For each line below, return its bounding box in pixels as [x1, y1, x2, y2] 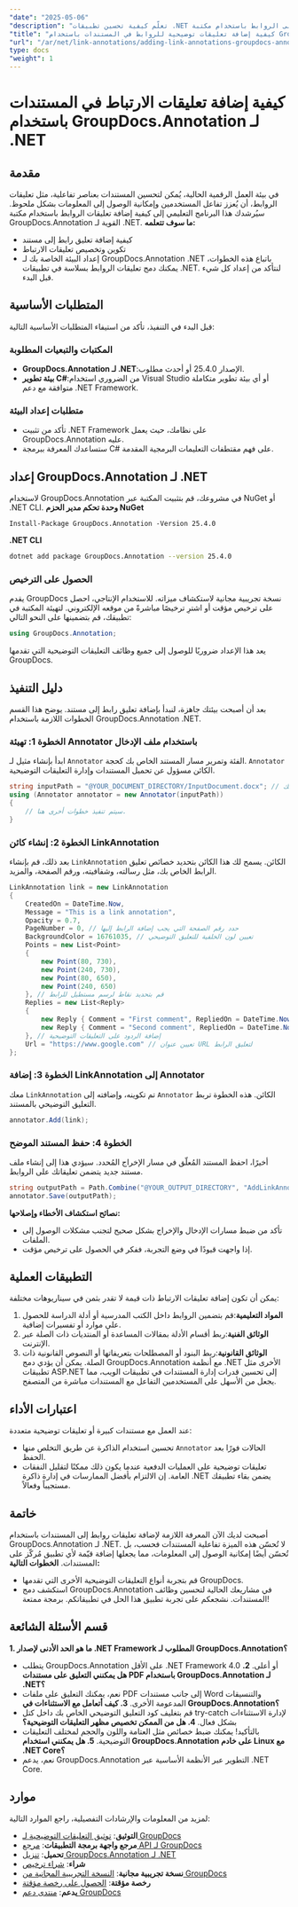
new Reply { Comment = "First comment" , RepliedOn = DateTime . [41, 1015, 279, 1024]
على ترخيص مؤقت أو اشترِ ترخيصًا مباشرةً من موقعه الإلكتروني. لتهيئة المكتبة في [9, 602, 273, 613]
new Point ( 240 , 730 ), [41, 965, 122, 974]
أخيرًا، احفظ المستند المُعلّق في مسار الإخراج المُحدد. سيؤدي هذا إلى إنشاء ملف [9, 1157, 269, 1167]
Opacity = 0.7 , [25, 915, 82, 925]
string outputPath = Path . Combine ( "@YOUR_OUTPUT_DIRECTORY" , [9, 1183, 240, 1192]
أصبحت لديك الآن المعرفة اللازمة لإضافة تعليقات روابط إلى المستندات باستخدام [9, 1529, 269, 1540]
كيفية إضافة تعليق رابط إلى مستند [21, 234, 133, 245]
